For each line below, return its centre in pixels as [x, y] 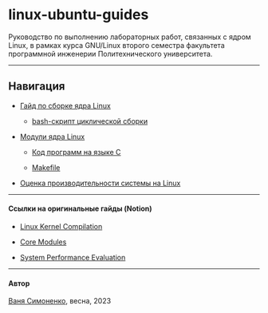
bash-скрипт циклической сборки [90, 121]
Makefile [46, 167]
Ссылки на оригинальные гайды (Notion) [81, 208]
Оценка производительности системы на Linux [100, 183]
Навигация [37, 87]
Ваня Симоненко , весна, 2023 [60, 301]
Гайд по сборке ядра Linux [65, 105]
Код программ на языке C [76, 152]
